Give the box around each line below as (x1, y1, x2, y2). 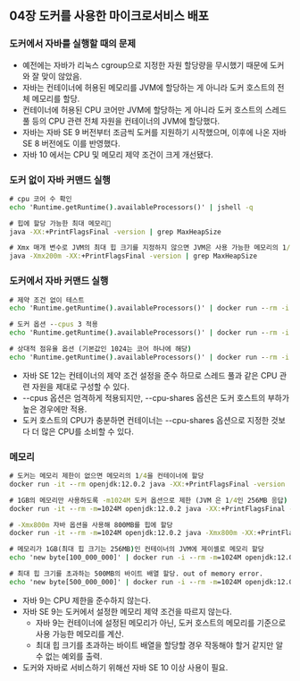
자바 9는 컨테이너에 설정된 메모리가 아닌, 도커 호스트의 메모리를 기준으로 (35, 617, 287, 628)
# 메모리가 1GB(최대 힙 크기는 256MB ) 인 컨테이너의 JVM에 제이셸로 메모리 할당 (9, 545, 265, 554)
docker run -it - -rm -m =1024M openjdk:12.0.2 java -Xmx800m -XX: (9, 529, 257, 538)
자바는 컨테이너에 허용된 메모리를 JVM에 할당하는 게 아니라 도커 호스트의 (21, 81, 275, 92)
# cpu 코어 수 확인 (9, 194, 72, 203)
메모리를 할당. (31, 93, 80, 104)
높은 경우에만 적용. (21, 404, 87, 414)
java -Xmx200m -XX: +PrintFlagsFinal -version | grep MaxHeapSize (9, 251, 257, 261)
